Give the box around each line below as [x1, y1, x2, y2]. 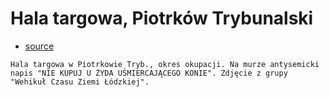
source [24, 40, 55, 52]
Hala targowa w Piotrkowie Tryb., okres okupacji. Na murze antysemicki [10, 59, 320, 69]
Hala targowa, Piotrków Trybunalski [10, 7, 314, 30]
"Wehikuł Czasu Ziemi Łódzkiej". [10, 77, 150, 87]
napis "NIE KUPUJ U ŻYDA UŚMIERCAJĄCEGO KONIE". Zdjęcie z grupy [10, 68, 288, 78]
